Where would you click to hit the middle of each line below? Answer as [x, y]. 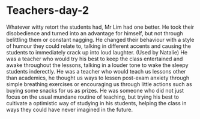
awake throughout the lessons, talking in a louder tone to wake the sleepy [97, 65]
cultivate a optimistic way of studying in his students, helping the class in [96, 103]
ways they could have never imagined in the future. [70, 109]
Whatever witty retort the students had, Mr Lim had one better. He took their [100, 27]
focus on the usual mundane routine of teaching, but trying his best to [92, 97]
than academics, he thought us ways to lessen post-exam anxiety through [98, 78]
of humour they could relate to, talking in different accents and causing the [98, 46]
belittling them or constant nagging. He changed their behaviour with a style [100, 39]
